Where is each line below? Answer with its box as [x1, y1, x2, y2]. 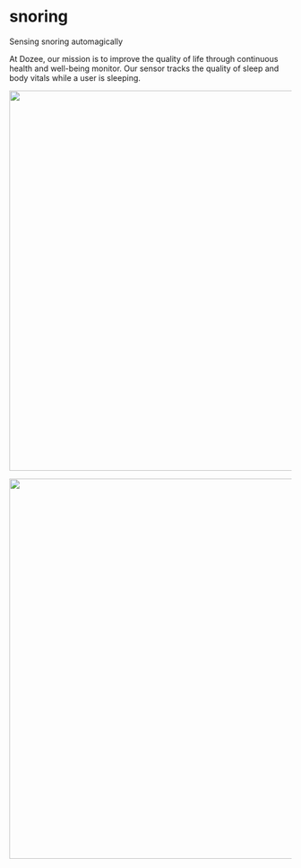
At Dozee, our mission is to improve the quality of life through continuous [9, 53, 279, 64]
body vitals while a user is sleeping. [9, 72, 142, 83]
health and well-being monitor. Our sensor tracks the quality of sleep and [9, 63, 279, 74]
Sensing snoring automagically [9, 36, 124, 47]
